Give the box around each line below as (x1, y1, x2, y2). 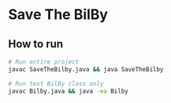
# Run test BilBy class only (8, 79, 104, 88)
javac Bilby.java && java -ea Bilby (8, 87, 128, 95)
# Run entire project (8, 58, 80, 66)
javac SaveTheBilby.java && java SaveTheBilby (8, 65, 164, 73)
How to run (8, 37, 64, 51)
